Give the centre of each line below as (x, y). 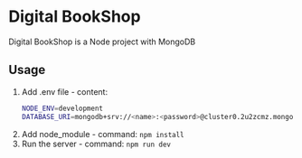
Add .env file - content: (65, 91)
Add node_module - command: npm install (103, 134)
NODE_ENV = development (62, 108)
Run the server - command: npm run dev (96, 144)
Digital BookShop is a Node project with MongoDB (102, 42)
